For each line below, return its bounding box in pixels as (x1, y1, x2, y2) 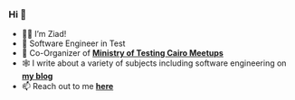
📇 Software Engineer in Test (21, 38, 126, 49)
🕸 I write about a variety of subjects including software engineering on (21, 58, 287, 68)
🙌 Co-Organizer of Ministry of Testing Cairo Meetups (21, 48, 224, 59)
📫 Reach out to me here (21, 81, 114, 92)
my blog (21, 71, 53, 82)
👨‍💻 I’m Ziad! (21, 29, 67, 40)
